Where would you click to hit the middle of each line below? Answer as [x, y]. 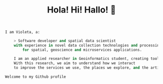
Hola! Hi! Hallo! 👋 [81, 10]
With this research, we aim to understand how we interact [75, 63]
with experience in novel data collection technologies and [76, 45]
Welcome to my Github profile [36, 77]
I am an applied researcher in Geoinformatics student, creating [81, 59]
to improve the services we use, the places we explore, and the [81, 68]
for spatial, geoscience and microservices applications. [82, 50]
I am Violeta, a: [23, 32]
